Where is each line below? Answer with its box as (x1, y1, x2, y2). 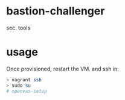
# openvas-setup (6, 88, 47, 94)
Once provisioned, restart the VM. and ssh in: (6, 65, 119, 72)
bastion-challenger (6, 4, 105, 18)
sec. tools (6, 24, 31, 31)
